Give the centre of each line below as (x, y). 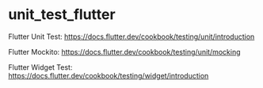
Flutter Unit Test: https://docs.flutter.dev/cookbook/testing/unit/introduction (131, 36)
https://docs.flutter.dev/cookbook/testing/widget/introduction (109, 75)
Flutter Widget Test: (40, 67)
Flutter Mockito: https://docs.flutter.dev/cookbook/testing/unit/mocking (124, 52)
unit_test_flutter (62, 15)
